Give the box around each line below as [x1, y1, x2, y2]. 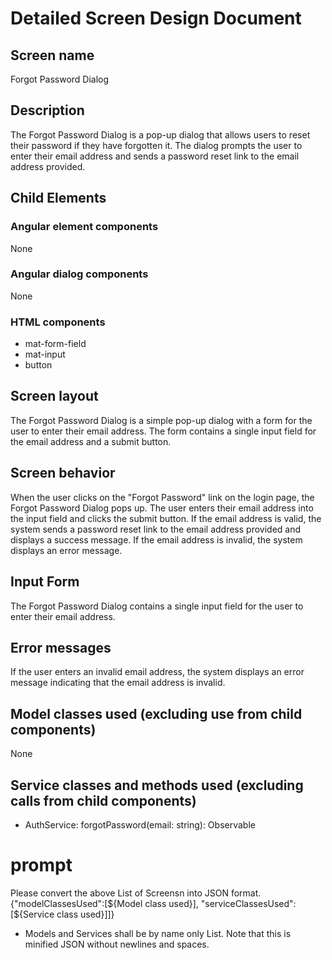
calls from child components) [10, 792, 197, 809]
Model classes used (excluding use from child [10, 705, 303, 722]
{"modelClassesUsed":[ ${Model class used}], [10, 897, 199, 909]
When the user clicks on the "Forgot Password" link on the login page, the [10, 491, 315, 503]
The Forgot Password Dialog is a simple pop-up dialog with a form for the [10, 414, 313, 426]
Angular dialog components [10, 267, 149, 281]
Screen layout [10, 388, 99, 405]
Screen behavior [10, 465, 116, 482]
